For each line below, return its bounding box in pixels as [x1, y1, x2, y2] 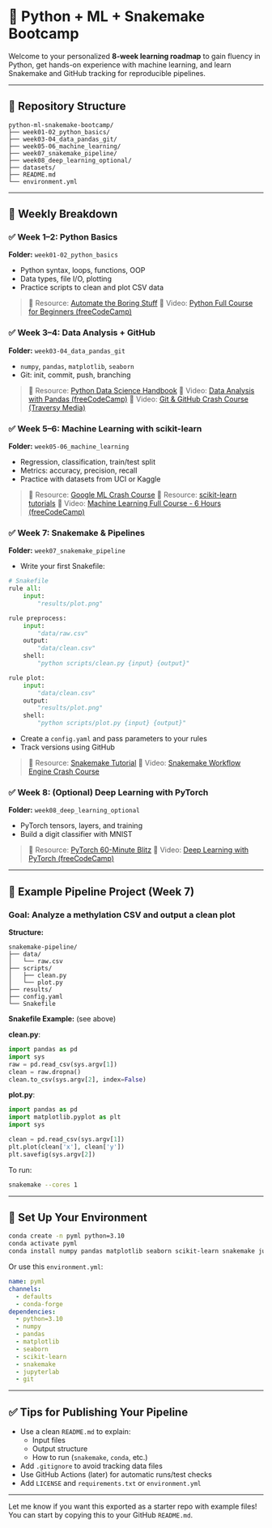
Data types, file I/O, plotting [19, 274, 112, 284]
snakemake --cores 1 [8, 1181, 79, 1189]
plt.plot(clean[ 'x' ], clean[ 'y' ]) [8, 1143, 125, 1151]
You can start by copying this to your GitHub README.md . [8, 1510, 193, 1520]
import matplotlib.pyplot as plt [8, 1113, 121, 1122]
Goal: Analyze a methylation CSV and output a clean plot [8, 909, 236, 920]
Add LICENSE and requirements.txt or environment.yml [19, 1479, 202, 1488]
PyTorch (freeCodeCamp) [28, 854, 115, 864]
